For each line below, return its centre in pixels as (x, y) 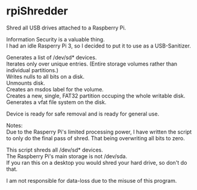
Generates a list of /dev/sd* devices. (52, 57)
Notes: (14, 125)
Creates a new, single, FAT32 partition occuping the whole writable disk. (96, 96)
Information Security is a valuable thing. (56, 39)
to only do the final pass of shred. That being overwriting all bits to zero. (95, 138)
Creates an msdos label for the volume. (55, 89)
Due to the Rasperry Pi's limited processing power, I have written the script (99, 132)
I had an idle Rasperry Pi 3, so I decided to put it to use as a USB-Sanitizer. (99, 46)
